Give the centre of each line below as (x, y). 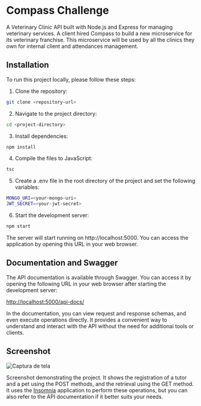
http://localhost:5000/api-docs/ (45, 302)
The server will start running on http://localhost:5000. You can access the (97, 237)
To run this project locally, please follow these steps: (71, 79)
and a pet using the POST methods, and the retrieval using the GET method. (100, 384)
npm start (19, 226)
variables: (27, 187)
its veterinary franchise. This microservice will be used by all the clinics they (100, 40)
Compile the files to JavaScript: (54, 158)
